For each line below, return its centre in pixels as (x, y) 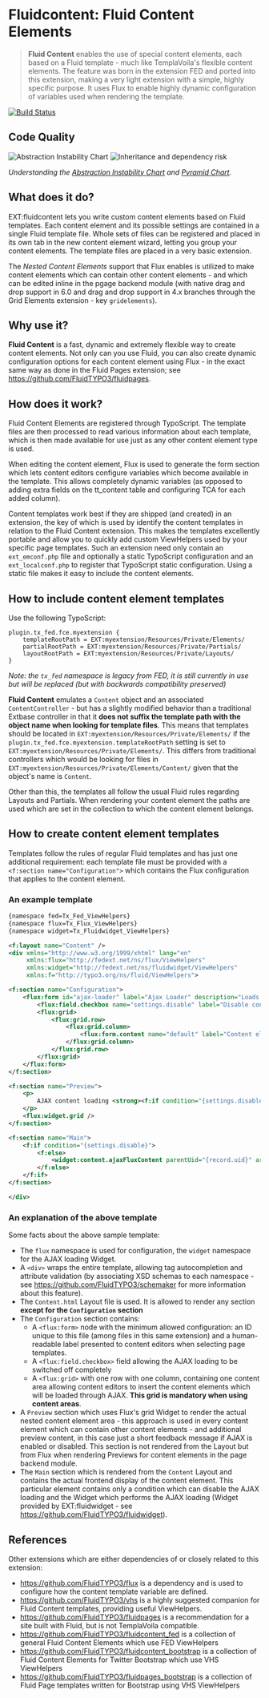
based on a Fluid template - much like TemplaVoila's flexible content (140, 63)
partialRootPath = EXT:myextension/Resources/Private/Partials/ (132, 647)
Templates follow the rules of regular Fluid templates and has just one (123, 853)
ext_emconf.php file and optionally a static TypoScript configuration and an (131, 557)
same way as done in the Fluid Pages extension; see (95, 370)
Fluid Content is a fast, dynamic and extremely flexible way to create (122, 345)
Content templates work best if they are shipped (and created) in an (120, 514)
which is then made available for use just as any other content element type (133, 440)
